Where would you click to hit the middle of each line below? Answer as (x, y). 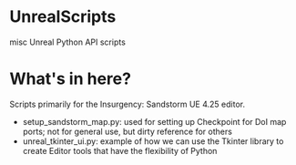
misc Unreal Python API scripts (67, 42)
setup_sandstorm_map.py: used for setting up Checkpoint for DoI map (154, 121)
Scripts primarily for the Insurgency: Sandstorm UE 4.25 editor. (128, 104)
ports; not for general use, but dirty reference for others (127, 131)
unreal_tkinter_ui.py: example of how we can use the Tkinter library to (153, 141)
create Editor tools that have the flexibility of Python (120, 150)
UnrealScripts (63, 17)
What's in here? (71, 79)
